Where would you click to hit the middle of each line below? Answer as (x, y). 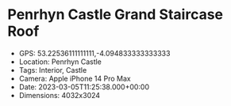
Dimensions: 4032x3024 (60, 95)
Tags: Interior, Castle (53, 70)
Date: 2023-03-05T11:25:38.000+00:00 (84, 87)
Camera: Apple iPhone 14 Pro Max (75, 78)
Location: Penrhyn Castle (60, 62)
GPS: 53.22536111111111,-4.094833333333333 (94, 53)
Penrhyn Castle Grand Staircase (115, 15)
